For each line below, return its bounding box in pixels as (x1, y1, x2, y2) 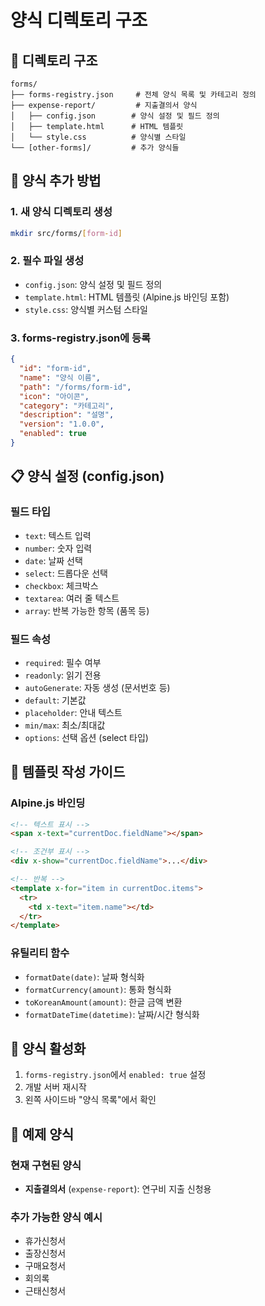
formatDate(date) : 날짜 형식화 (24, 971, 145, 983)
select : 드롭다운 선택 (24, 567, 108, 579)
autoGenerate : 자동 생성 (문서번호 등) (24, 681, 171, 693)
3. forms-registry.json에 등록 (10, 331, 152, 345)
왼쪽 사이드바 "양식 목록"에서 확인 (24, 1094, 157, 1106)
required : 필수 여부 (24, 656, 102, 668)
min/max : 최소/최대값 (24, 719, 106, 731)
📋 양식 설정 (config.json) (10, 468, 165, 485)
